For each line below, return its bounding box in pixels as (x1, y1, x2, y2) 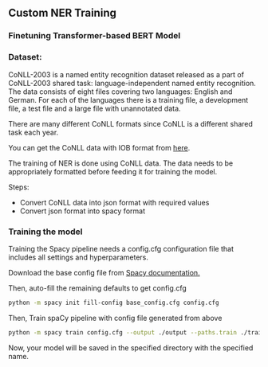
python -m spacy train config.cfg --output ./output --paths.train (8, 328, 238, 337)
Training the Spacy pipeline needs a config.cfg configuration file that (8, 244, 234, 253)
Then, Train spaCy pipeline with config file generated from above (8, 313, 223, 322)
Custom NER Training (8, 6, 117, 20)
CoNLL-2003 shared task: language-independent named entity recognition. (8, 78, 257, 88)
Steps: (8, 182, 30, 192)
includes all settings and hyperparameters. (8, 252, 149, 262)
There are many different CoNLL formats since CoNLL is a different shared (8, 119, 254, 128)
